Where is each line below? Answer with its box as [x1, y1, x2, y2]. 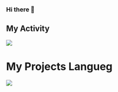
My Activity [6, 24, 50, 34]
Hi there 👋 [6, 5, 35, 14]
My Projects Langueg [6, 59, 113, 73]
